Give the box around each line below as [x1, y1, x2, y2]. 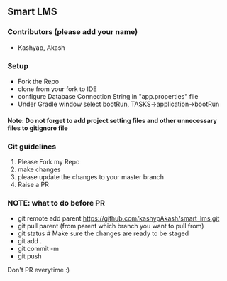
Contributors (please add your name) [7, 27, 138, 37]
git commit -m [17, 245, 59, 253]
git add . [17, 237, 43, 245]
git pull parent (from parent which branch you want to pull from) [17, 222, 204, 230]
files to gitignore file [7, 124, 69, 132]
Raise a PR [17, 180, 50, 189]
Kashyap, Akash [17, 43, 65, 52]
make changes [17, 165, 61, 174]
